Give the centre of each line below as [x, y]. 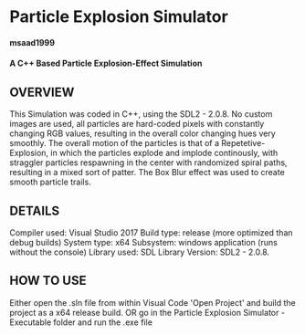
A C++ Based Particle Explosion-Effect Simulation [106, 63]
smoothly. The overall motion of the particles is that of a [115, 143]
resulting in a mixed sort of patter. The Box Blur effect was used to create [147, 173]
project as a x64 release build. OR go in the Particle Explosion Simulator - [147, 312]
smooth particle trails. [50, 182]
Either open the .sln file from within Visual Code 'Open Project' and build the [153, 302]
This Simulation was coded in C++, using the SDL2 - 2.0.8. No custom [141, 114]
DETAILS [35, 210]
